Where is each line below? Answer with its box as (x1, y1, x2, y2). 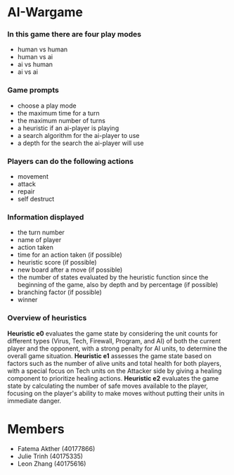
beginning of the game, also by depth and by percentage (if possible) (17, 281, 219, 289)
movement (17, 172, 49, 181)
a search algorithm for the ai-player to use (17, 131, 140, 139)
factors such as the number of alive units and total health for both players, (7, 359, 221, 367)
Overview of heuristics (7, 313, 87, 323)
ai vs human (17, 61, 53, 69)
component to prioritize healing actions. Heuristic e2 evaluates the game (7, 374, 219, 382)
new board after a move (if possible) (17, 265, 123, 274)
